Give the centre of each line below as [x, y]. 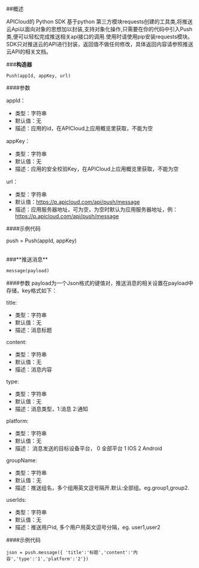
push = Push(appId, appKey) [41, 240]
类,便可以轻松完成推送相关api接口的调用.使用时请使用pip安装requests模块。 [99, 37]
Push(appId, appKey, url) [38, 76]
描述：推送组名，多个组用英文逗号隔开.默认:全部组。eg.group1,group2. [102, 487]
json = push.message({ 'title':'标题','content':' [70, 552]
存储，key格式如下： [32, 290]
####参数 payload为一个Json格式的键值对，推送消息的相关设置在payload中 [100, 283]
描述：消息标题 [33, 330]
